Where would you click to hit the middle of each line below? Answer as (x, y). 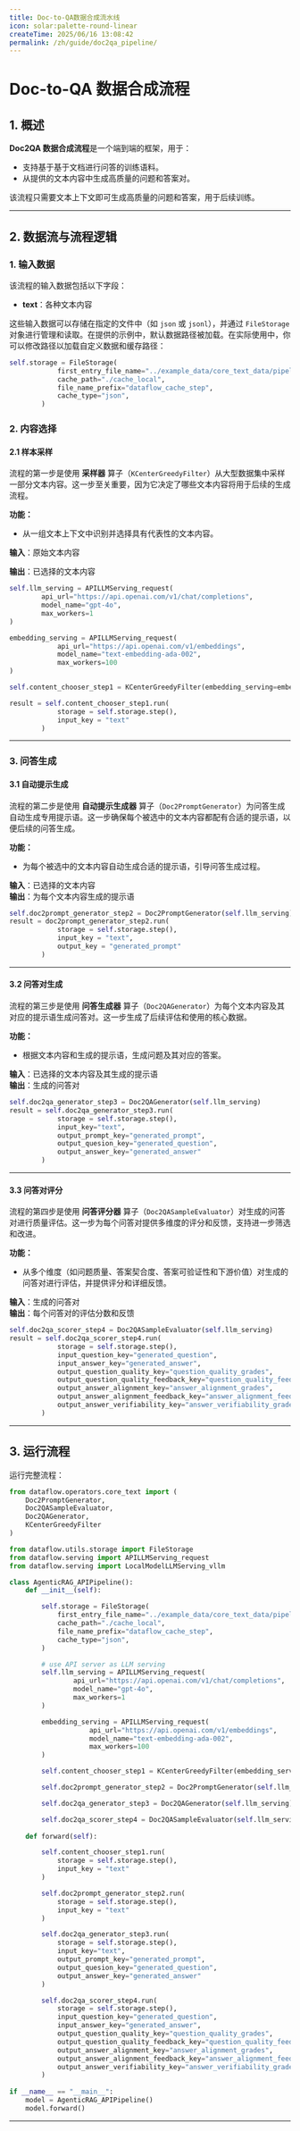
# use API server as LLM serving (104, 1664)
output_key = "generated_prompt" (119, 947)
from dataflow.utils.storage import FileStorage (101, 1549)
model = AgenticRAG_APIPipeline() (89, 2101)
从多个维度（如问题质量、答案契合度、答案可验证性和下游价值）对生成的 (155, 1272)
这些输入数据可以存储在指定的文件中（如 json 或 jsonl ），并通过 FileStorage (150, 323)
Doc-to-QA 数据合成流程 (100, 89)
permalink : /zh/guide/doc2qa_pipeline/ (83, 42)
